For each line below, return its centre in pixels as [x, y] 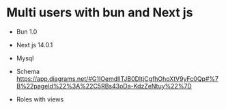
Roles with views [40, 99]
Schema [28, 71]
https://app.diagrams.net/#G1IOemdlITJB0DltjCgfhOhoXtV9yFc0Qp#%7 [117, 78]
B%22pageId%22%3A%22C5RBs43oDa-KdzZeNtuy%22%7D [104, 86]
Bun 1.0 [27, 32]
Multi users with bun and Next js [100, 13]
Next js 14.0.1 [34, 45]
